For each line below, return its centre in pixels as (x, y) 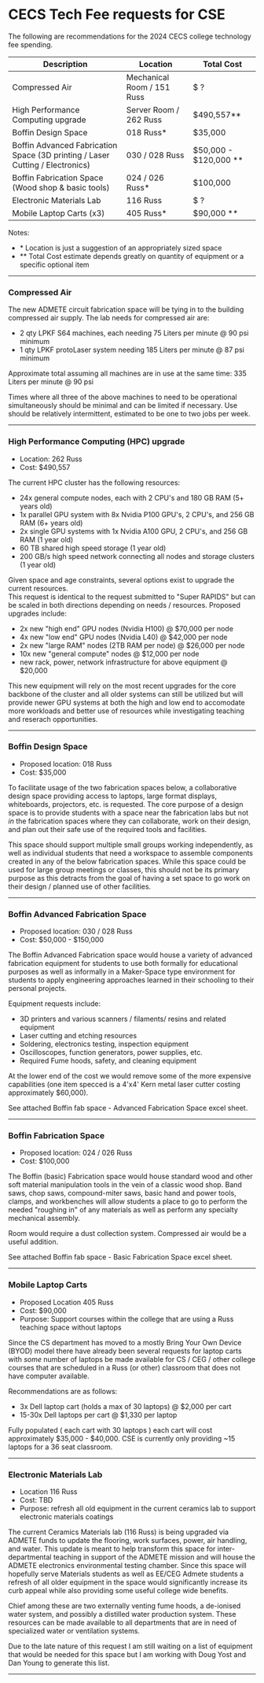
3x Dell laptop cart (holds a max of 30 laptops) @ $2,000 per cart (125, 1406)
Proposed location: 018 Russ (66, 764)
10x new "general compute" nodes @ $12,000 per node (109, 653)
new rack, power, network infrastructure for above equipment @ (123, 662)
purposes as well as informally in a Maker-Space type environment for (122, 972)
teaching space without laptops (70, 1327)
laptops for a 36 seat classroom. (60, 1447)
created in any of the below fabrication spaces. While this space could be (127, 861)
